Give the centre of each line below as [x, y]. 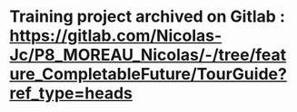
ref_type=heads [71, 93]
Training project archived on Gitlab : [148, 17]
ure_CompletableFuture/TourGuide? [148, 75]
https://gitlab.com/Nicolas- [116, 36]
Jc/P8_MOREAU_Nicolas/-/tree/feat [148, 55]
